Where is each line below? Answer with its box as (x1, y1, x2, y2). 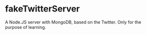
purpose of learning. (5, 24, 46, 30)
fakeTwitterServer (5, 3, 80, 14)
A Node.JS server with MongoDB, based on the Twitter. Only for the (5, 19, 142, 25)
